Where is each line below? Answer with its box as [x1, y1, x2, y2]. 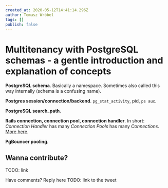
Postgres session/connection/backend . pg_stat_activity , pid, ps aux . [5, 98, 157, 104]
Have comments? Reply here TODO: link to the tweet [5, 177, 117, 183]
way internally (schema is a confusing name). [5, 88, 102, 94]
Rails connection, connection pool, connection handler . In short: [5, 118, 145, 124]
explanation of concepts [5, 66, 111, 77]
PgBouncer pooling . [5, 139, 49, 145]
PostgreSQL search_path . [5, 108, 62, 114]
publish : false [5, 22, 38, 27]
